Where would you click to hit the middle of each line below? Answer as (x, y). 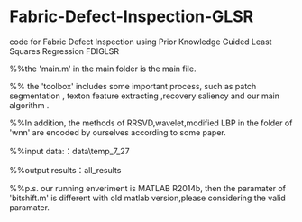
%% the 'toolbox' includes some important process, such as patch (133, 86)
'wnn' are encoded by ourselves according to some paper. (118, 132)
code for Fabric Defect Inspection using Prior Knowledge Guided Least (141, 42)
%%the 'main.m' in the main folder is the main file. (103, 69)
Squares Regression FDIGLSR (64, 51)
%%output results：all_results (65, 170)
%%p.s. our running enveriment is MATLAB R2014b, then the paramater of (148, 188)
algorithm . (29, 105)
